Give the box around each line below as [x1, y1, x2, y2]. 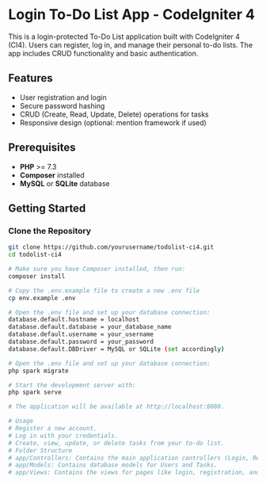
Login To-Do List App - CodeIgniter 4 [8, 6, 256, 24]
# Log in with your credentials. [8, 432, 119, 440]
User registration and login [19, 93, 107, 102]
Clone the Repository [8, 225, 92, 236]
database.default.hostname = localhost [8, 315, 140, 324]
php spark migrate [8, 367, 69, 375]
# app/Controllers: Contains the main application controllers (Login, [8, 454, 249, 462]
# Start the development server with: [8, 381, 136, 389]
